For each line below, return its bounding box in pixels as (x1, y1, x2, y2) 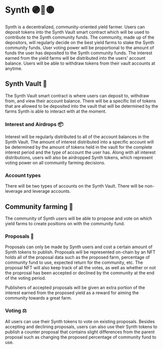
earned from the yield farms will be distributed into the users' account (5, 55, 145, 61)
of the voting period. (5, 275, 46, 281)
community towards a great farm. (5, 295, 72, 301)
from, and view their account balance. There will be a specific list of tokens (5, 98, 156, 104)
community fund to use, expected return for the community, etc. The (5, 259, 143, 265)
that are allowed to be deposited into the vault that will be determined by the (5, 103, 159, 109)
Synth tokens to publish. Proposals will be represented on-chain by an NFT (5, 249, 156, 255)
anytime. (5, 65, 23, 71)
